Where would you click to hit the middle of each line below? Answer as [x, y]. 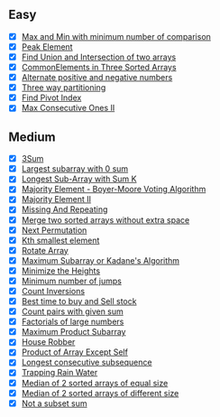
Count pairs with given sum [72, 311]
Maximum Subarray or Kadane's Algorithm [101, 260]
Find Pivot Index [51, 97]
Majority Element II [56, 199]
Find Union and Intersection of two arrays [99, 57]
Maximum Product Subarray [73, 332]
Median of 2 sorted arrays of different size [100, 393]
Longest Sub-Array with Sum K [79, 179]
